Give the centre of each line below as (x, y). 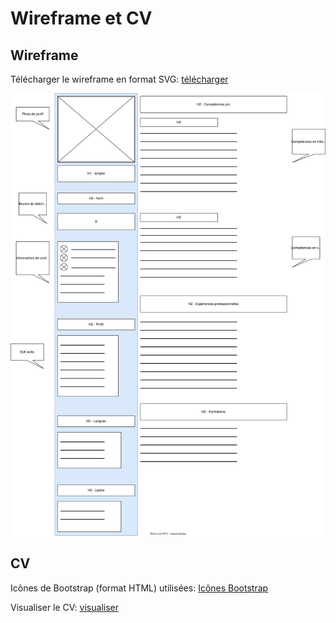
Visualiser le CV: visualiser (64, 607)
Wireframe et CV (81, 18)
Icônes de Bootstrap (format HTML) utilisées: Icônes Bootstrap (139, 588)
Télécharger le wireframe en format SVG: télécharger (119, 79)
